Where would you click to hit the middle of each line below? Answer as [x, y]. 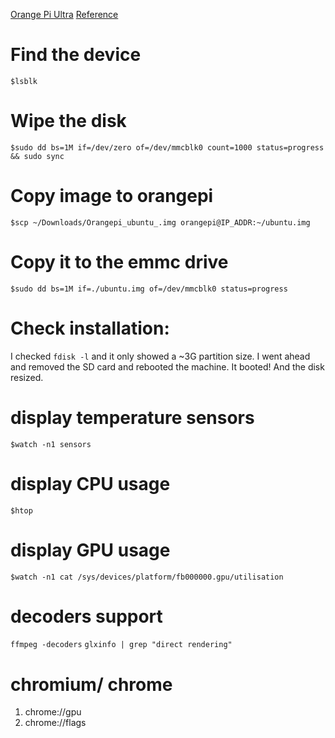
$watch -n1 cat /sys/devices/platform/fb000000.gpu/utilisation [147, 577]
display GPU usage [90, 550]
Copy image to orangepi [112, 196]
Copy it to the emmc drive [119, 262]
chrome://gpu [53, 712]
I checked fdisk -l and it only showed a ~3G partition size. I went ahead [160, 356]
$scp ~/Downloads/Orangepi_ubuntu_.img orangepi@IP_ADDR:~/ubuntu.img [160, 222]
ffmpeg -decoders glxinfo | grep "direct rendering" [121, 645]
